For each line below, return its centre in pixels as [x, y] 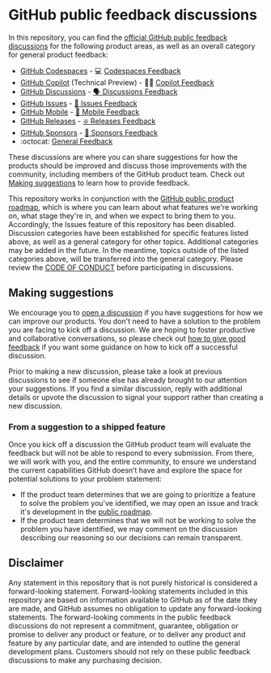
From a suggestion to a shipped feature [87, 427]
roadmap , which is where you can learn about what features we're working [133, 207]
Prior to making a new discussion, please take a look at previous [115, 371]
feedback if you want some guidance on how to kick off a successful [123, 347]
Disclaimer [36, 563]
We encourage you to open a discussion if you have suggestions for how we [135, 312]
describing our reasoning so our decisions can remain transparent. [131, 538]
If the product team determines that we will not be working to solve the [138, 521]
